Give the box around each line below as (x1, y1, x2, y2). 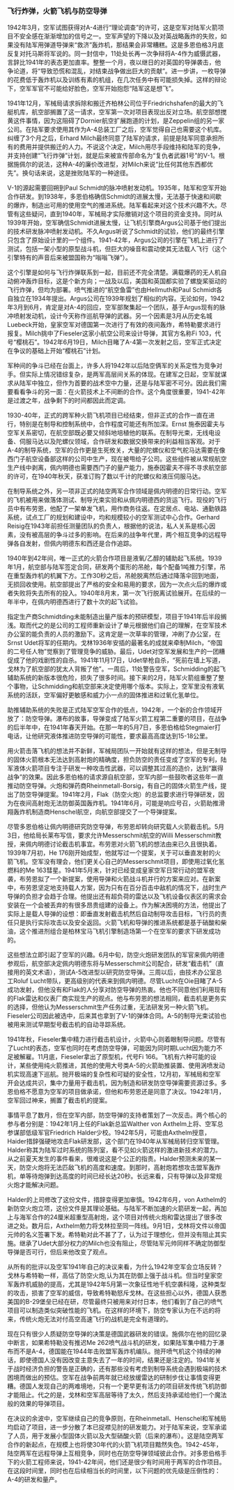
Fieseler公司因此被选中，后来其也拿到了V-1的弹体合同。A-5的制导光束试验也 (7, 1012, 227, 1020)
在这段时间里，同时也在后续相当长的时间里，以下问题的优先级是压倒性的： (7, 1466, 221, 1475)
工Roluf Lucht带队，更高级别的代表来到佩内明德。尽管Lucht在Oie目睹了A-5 (7, 977, 223, 985)
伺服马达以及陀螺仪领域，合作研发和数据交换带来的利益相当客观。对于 (19, 437, 221, 446)
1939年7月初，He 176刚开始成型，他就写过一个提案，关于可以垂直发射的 (7, 849, 215, 857)
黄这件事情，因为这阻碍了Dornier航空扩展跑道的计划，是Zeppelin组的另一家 (7, 116, 225, 125)
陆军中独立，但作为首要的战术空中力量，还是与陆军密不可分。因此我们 (19, 379, 221, 388)
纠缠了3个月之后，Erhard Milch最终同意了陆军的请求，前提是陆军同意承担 (7, 134, 218, 142)
